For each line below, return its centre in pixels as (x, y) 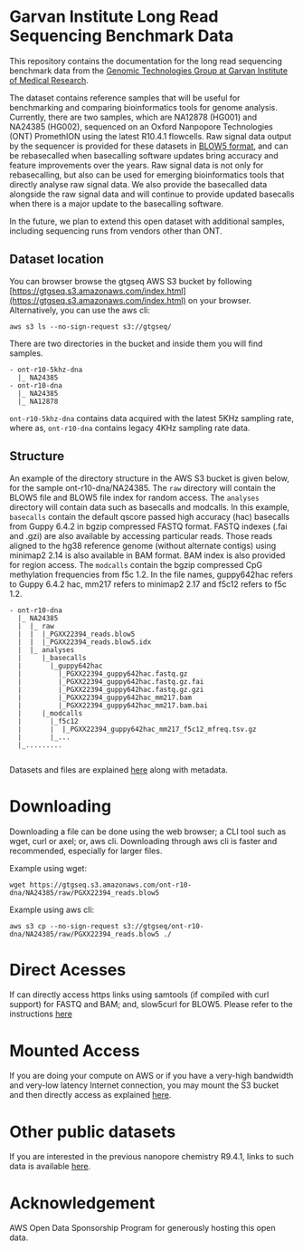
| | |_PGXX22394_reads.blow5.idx (85, 642)
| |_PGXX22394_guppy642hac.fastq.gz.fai (111, 681)
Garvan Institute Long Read (114, 17)
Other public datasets (93, 1132)
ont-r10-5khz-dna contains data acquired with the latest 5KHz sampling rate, (151, 418)
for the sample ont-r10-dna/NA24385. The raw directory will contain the (142, 487)
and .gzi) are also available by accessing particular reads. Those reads (141, 535)
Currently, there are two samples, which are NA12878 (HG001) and (133, 117)
